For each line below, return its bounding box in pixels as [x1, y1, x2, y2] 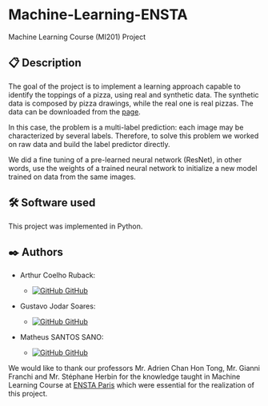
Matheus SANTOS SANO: [19, 332, 104, 342]
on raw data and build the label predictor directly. [8, 139, 170, 149]
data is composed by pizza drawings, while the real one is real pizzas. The [8, 98, 254, 108]
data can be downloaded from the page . [8, 106, 142, 117]
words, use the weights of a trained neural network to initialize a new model [8, 163, 258, 173]
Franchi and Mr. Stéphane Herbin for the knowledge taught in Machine [8, 372, 241, 381]
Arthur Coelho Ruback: [19, 270, 96, 281]
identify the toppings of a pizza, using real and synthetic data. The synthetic [8, 90, 259, 99]
